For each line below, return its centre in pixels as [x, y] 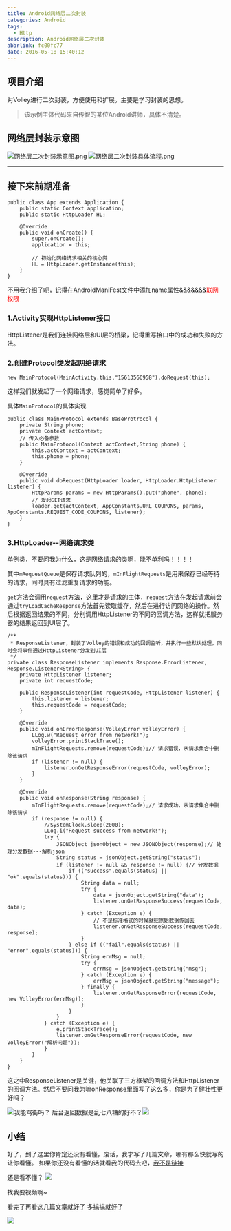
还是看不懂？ [25, 1178]
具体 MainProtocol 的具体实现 [47, 406]
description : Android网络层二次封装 [56, 39]
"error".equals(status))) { [47, 951]
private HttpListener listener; [66, 675]
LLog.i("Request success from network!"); [106, 831]
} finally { [98, 987]
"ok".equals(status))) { [43, 877]
